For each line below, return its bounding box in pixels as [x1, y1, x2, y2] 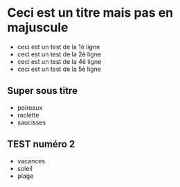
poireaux [17, 103, 43, 112]
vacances [17, 156, 46, 165]
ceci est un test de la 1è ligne [17, 42, 100, 51]
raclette [17, 111, 39, 119]
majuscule [7, 19, 69, 35]
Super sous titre [7, 85, 78, 97]
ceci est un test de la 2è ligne [17, 50, 102, 58]
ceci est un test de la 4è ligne [17, 57, 102, 65]
